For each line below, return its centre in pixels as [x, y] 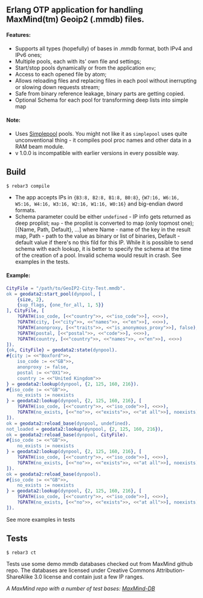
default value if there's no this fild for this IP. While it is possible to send [104, 242]
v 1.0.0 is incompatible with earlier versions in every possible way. [97, 153]
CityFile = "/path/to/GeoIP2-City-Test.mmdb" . [66, 288]
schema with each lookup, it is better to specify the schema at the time [103, 248]
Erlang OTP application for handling [75, 10]
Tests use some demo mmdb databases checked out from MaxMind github [100, 563]
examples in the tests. [42, 261]
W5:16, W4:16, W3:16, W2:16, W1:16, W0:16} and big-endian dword [99, 204]
